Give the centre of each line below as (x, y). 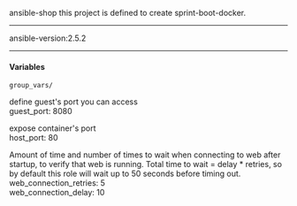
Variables (27, 66)
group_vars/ (31, 86)
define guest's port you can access (74, 102)
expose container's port (53, 128)
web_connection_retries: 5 (57, 183)
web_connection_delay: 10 (57, 193)
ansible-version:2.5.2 (48, 38)
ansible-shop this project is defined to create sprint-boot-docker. (127, 13)
